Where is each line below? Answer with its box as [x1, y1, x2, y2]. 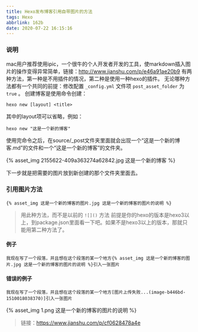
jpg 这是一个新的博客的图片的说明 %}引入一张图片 [13, 262, 120, 268]
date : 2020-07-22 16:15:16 [6, 25, 73, 31]
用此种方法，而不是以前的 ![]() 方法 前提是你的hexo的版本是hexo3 [20, 211, 184, 219]
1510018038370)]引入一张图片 [6, 296, 73, 302]
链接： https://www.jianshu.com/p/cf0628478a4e [20, 320, 141, 327]
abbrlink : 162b [6, 19, 44, 25]
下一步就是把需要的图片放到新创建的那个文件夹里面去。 [6, 169, 141, 176]
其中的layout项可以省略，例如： [6, 113, 83, 120]
